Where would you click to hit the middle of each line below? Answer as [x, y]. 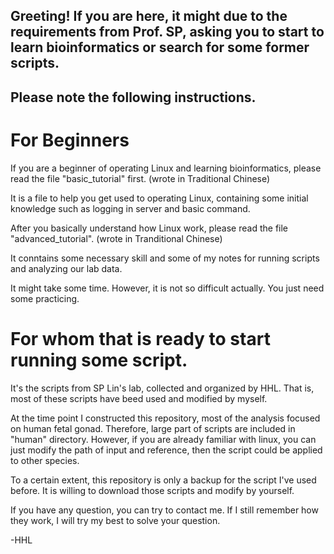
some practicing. [45, 298]
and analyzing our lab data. [66, 268]
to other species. [45, 460]
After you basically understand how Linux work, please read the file [149, 228]
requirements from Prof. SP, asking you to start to [167, 32]
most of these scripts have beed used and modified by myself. [139, 398]
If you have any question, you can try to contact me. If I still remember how [164, 510]
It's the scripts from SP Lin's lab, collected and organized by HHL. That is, [162, 388]
